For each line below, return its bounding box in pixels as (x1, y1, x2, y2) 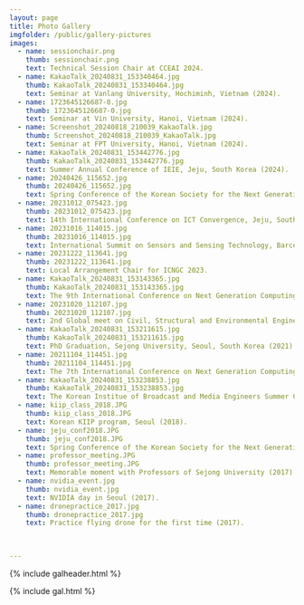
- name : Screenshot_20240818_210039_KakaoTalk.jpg (17, 123, 213, 132)
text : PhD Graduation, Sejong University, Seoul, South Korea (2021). (25, 341, 298, 351)
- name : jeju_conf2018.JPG (17, 426, 119, 435)
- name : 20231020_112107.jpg (17, 300, 128, 309)
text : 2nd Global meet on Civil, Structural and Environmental (25, 316, 270, 326)
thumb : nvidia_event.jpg (25, 485, 119, 494)
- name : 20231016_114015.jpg (17, 224, 128, 233)
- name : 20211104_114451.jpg (17, 350, 128, 359)
